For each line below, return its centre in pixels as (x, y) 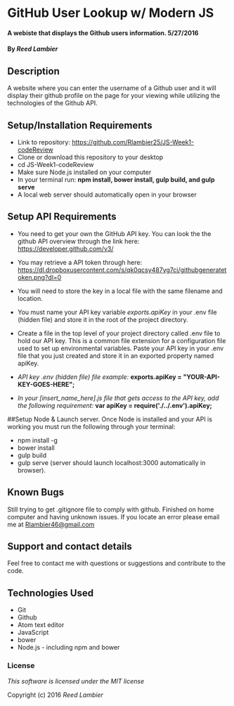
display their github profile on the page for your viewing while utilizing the (114, 96)
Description (33, 71)
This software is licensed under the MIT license (76, 681)
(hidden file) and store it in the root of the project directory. (103, 319)
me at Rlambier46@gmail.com (51, 524)
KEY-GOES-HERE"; (46, 384)
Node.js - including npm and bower (69, 648)
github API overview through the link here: (78, 241)
